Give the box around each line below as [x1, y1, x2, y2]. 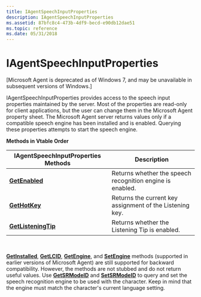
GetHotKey [9, 201, 41, 209]
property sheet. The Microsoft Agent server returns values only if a [6, 113, 172, 120]
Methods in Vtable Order [6, 138, 69, 145]
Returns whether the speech [111, 169, 191, 178]
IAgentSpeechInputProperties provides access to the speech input [6, 94, 170, 101]
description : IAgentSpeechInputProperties [6, 14, 114, 20]
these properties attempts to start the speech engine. [6, 126, 138, 133]
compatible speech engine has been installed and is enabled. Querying [6, 120, 181, 127]
